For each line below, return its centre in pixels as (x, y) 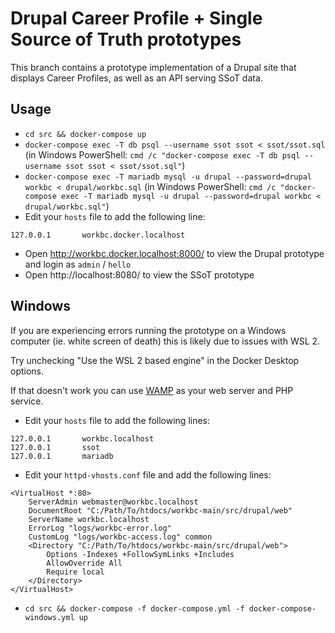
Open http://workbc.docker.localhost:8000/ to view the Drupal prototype (174, 253)
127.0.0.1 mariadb (62, 456)
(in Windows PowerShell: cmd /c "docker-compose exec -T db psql (162, 154)
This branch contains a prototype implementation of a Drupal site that (153, 67)
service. (27, 401)
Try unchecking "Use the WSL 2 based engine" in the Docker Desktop (155, 360)
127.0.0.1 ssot (55, 447)
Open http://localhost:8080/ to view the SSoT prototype (139, 274)
